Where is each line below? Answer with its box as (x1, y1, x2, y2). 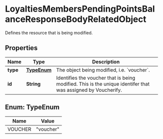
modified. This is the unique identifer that (56, 80, 150, 87)
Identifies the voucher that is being (56, 74, 136, 81)
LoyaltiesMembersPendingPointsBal (5, 3, 155, 15)
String (26, 80, 41, 87)
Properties (5, 44, 38, 52)
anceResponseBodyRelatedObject (5, 14, 147, 25)
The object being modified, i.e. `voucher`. (56, 67, 150, 73)
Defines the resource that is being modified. (5, 30, 93, 35)
